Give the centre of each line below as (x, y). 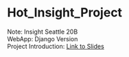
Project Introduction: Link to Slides (56, 46)
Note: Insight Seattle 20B (43, 32)
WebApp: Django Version (43, 38)
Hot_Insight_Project (64, 13)
